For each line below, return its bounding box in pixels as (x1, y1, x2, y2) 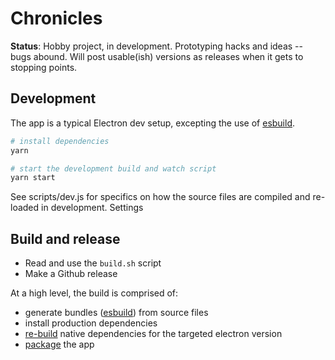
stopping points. (10, 61, 78, 73)
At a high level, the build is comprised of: (10, 287, 179, 299)
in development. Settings (41, 202, 144, 214)
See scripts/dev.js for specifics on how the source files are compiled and (10, 191, 311, 203)
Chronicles (10, 7, 103, 30)
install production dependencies (24, 317, 158, 329)
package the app (24, 338, 95, 351)
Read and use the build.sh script (24, 257, 162, 269)
